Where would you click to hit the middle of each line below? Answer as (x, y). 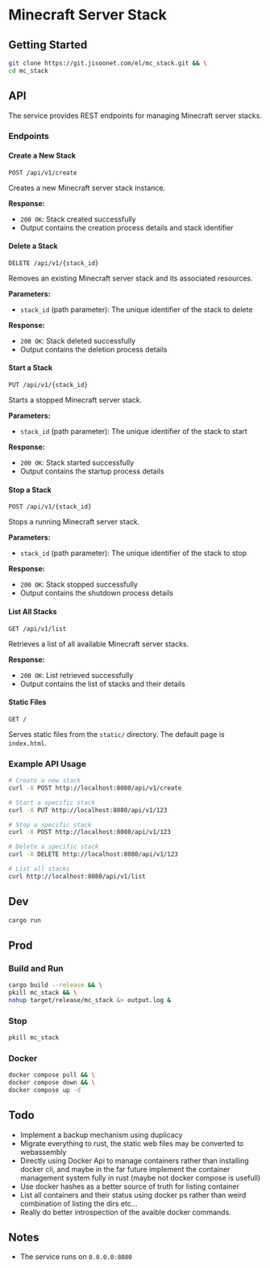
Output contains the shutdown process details (96, 593)
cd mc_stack (28, 70)
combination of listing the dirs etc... (79, 1203)
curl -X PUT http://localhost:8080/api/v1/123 (88, 810)
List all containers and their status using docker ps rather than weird (133, 1194)
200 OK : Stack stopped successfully (79, 584)
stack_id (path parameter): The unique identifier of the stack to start (133, 432)
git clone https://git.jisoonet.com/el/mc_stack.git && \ (108, 63)
